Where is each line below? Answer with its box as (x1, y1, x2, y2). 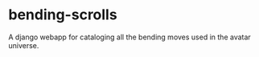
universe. (8, 40, 39, 50)
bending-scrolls (8, 6, 118, 24)
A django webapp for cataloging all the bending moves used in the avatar (8, 32, 251, 42)
